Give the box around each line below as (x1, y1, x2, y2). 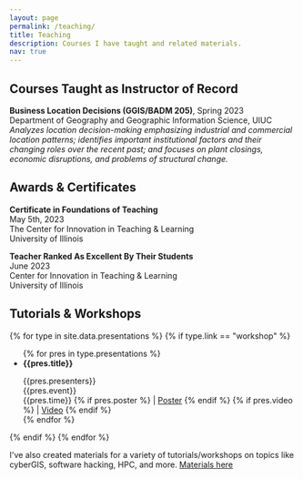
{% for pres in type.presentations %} (22, 348, 161, 359)
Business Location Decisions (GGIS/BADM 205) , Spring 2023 (9, 105, 244, 116)
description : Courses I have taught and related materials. (9, 38, 243, 48)
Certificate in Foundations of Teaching (9, 204, 158, 215)
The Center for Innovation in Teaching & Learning (9, 223, 195, 234)
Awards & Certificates (9, 179, 136, 196)
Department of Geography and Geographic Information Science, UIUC (9, 115, 273, 126)
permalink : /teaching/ (9, 22, 96, 31)
